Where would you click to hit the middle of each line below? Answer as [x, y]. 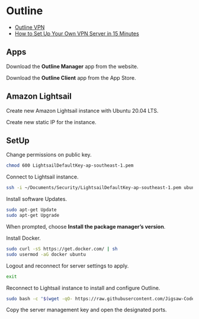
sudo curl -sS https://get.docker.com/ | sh [62, 249]
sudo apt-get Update [32, 210]
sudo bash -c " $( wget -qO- [39, 299]
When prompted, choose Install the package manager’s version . [86, 226]
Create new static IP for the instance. [51, 122]
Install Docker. [24, 238]
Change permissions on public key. [49, 155]
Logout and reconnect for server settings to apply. [68, 266]
